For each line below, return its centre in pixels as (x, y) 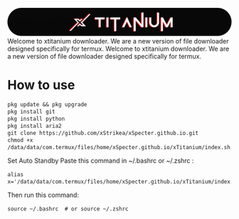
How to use (41, 85)
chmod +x (20, 141)
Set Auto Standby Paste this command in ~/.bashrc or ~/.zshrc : (101, 161)
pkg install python (36, 119)
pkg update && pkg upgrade (47, 105)
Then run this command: (43, 195)
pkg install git (31, 112)
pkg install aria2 (34, 126)
